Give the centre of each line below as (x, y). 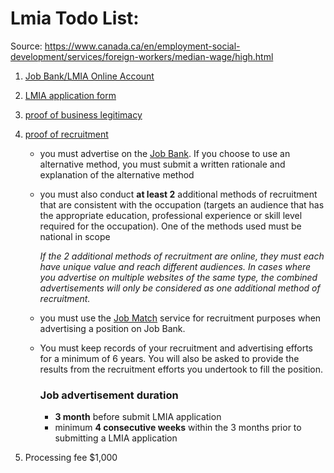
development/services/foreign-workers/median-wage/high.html (142, 56)
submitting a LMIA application (116, 438)
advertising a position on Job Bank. (112, 328)
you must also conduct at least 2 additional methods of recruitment (178, 194)
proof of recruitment (66, 134)
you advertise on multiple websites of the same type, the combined (178, 277)
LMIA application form (70, 95)
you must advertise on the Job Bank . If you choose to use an (165, 153)
